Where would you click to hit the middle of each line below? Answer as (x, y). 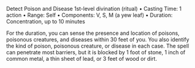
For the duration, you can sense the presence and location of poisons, (93, 33)
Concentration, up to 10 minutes (46, 21)
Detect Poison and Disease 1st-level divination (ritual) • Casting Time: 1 (94, 9)
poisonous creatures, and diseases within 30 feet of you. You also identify (98, 39)
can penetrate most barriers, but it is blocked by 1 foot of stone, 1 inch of (96, 52)
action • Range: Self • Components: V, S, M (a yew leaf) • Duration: (89, 15)
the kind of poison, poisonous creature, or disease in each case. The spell (97, 46)
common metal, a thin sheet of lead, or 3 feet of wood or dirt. (82, 59)
